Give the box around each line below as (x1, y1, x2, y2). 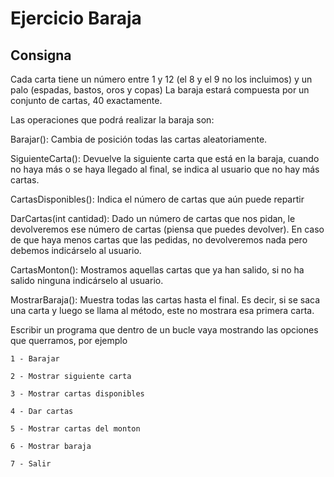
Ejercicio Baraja (10, 7, 142, 30)
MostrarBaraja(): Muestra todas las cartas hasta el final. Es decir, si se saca (10, 294, 321, 306)
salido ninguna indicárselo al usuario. (10, 275, 164, 286)
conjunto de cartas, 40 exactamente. (10, 95, 163, 106)
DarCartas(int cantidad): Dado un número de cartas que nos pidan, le (10, 213, 296, 224)
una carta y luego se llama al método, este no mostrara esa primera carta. (10, 305, 315, 316)
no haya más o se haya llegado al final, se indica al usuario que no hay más (10, 163, 320, 175)
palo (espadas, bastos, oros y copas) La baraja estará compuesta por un (10, 84, 310, 96)
